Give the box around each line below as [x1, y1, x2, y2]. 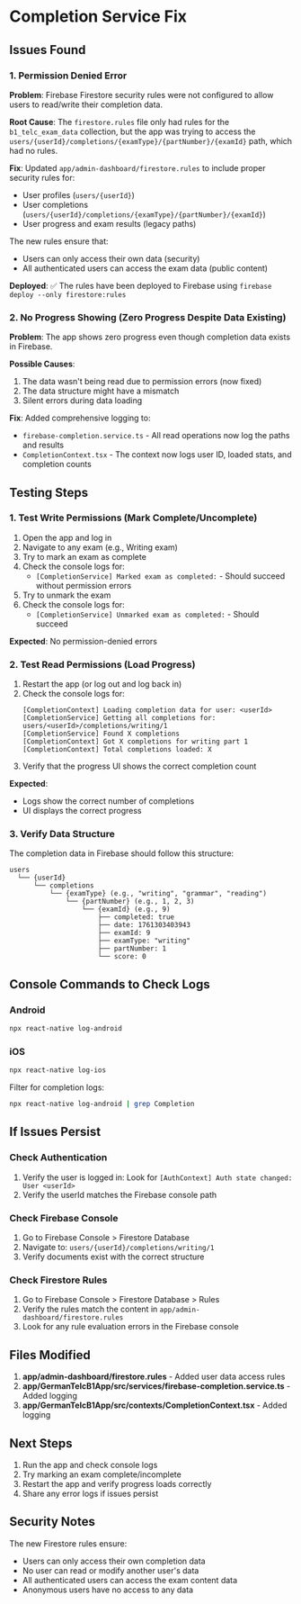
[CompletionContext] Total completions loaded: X [22, 745, 213, 754]
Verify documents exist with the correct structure [22, 1251, 205, 1262]
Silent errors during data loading [22, 395, 143, 406]
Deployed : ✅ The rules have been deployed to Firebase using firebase [9, 280, 272, 291]
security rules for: [9, 172, 75, 183]
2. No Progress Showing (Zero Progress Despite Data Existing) [9, 311, 287, 323]
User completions [22, 199, 88, 210]
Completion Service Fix [9, 6, 187, 27]
